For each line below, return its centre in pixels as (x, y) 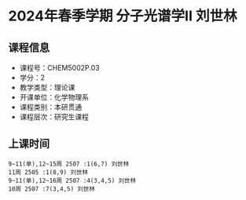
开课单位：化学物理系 (54, 97)
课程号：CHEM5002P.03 (59, 68)
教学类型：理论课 (47, 87)
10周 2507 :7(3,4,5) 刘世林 (52, 189)
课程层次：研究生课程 (54, 117)
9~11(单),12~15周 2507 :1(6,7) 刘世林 (69, 164)
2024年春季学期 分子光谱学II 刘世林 (123, 16)
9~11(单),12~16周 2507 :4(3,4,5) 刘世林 (72, 180)
